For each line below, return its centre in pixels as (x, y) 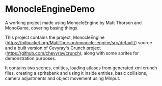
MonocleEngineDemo (50, 9)
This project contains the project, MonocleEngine (55, 37)
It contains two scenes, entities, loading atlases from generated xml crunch (81, 68)
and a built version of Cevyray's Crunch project (53, 48)
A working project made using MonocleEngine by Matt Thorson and (73, 23)
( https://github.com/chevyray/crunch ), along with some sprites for (72, 53)
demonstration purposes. (31, 58)
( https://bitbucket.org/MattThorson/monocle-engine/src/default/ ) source (79, 42)
